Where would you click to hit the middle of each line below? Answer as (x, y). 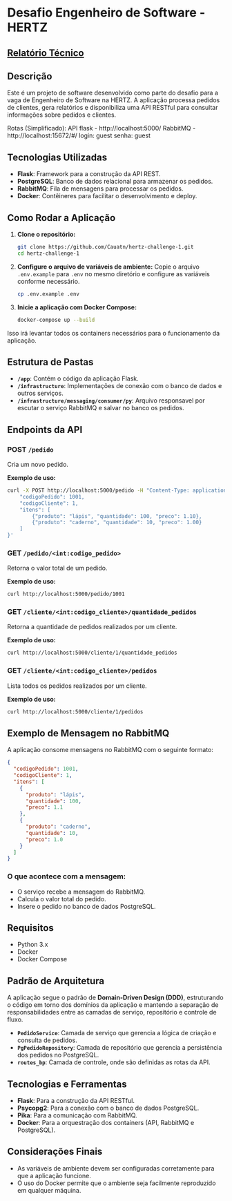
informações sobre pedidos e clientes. (62, 115)
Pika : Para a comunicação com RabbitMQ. (77, 1115)
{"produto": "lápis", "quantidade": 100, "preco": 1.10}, (117, 516)
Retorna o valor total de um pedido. (57, 568)
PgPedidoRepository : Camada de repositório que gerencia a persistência (119, 1048)
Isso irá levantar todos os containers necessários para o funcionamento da (113, 333)
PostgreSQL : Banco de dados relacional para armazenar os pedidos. (115, 182)
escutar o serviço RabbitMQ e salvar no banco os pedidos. (100, 408)
